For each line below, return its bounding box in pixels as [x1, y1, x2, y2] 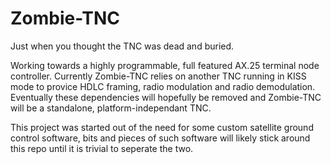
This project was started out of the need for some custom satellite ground [10, 121, 314, 133]
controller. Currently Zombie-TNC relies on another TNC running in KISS [10, 70, 307, 82]
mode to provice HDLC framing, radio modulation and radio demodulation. [10, 80, 316, 92]
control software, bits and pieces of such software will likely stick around [10, 132, 311, 144]
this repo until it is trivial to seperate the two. [10, 142, 194, 154]
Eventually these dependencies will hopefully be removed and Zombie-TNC [10, 91, 322, 103]
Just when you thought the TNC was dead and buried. [10, 40, 235, 52]
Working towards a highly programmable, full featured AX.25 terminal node [10, 59, 320, 71]
